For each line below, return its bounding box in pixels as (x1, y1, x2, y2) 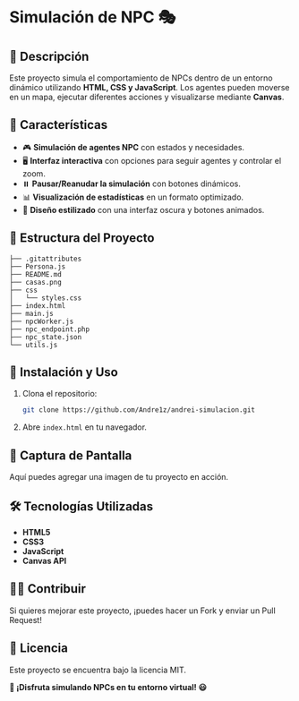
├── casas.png (9, 278, 63, 286)
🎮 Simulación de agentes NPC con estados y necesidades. (21, 141, 244, 152)
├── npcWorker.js (9, 317, 74, 326)
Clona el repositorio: (21, 389, 98, 399)
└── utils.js (9, 340, 58, 349)
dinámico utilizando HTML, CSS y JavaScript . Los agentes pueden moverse (9, 82, 290, 92)
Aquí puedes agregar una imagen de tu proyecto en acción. (9, 472, 229, 483)
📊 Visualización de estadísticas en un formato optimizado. (21, 192, 244, 202)
